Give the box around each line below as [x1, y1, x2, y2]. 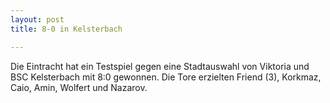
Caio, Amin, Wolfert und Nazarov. [10, 81, 148, 93]
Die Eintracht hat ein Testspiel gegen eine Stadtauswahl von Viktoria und [10, 60, 310, 72]
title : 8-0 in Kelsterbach [10, 24, 123, 34]
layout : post [10, 14, 65, 25]
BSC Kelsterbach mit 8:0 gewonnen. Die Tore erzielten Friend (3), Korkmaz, [10, 71, 322, 83]
